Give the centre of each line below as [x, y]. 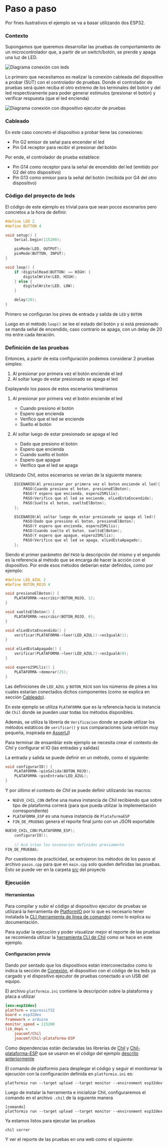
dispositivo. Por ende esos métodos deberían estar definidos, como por [79, 565]
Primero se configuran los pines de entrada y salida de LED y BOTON [74, 314]
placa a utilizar [20, 996]
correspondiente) [30, 811]
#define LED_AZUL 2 [26, 580]
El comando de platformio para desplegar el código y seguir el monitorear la [84, 1068]
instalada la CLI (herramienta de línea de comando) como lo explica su [78, 916]
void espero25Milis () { [30, 667]
